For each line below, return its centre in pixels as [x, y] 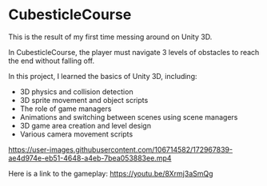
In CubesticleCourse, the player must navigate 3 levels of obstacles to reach [134, 52]
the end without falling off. [52, 61]
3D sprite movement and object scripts [84, 100]
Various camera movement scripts [76, 134]
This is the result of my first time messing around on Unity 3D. [110, 37]
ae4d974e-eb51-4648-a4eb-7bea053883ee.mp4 [90, 158]
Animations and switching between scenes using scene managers [129, 117]
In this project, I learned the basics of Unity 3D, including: [103, 76]
